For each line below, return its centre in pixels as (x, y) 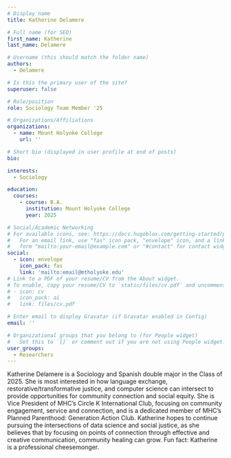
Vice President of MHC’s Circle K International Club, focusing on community (114, 404)
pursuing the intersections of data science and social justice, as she (103, 425)
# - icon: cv (26, 292)
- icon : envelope (38, 260)
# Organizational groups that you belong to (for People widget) (102, 335)
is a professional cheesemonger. (53, 447)
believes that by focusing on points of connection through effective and (108, 433)
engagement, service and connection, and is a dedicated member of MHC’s (114, 411)
